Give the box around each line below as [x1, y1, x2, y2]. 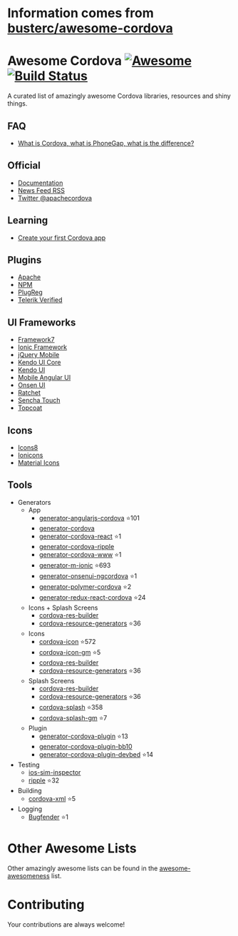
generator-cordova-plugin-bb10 [38, 742, 133, 750]
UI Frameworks [7, 316, 76, 328]
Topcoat [17, 403, 43, 412]
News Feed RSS [17, 186, 66, 194]
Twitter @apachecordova [17, 193, 93, 202]
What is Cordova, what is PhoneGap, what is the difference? [17, 139, 195, 147]
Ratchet [17, 388, 41, 397]
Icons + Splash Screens [28, 603, 98, 612]
